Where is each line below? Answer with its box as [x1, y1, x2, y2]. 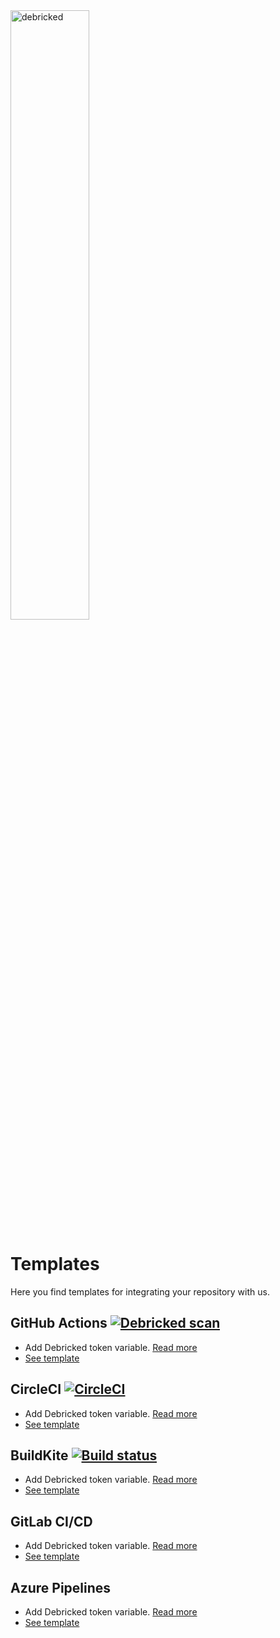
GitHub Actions [10, 1315, 108, 1332]
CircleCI [10, 1381, 62, 1398]
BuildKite [10, 1447, 69, 1464]
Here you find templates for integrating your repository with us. [10, 1285, 270, 1298]
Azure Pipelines [10, 1579, 112, 1596]
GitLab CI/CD [10, 1513, 93, 1530]
